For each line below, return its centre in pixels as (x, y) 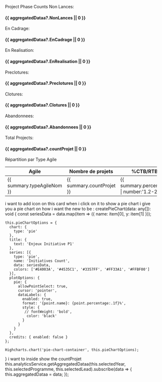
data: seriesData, (32, 265)
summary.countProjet (91, 186)
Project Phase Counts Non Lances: (40, 7)
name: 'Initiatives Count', (42, 261)
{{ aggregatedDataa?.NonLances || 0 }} (45, 17)
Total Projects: (19, 138)
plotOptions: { (25, 278)
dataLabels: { (32, 295)
